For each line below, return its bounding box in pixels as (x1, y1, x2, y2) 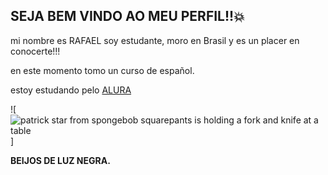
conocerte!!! (10, 45, 61, 57)
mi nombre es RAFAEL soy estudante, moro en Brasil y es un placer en (10, 34, 300, 46)
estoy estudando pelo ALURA (10, 84, 132, 96)
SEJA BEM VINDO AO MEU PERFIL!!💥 (10, 8, 245, 25)
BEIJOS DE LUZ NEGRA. (10, 154, 111, 166)
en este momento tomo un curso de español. (10, 64, 195, 76)
